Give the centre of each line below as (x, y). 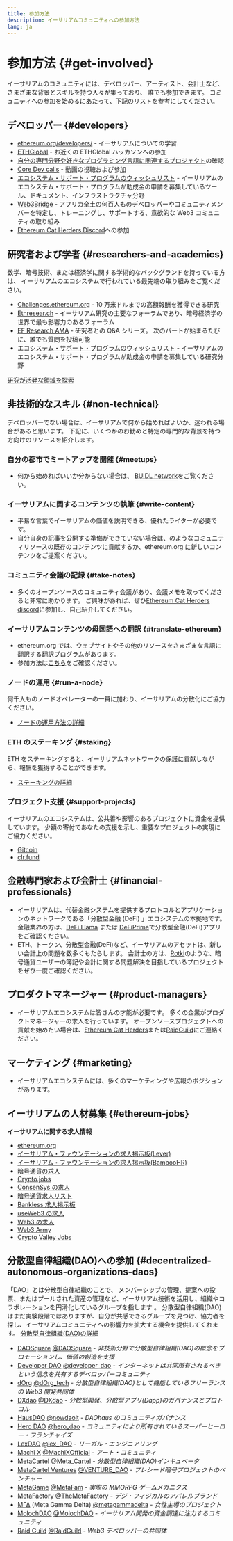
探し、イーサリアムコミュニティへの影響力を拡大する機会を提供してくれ (110, 1324)
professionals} (40, 892)
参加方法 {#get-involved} (80, 63)
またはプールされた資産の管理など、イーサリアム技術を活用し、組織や (119, 1298)
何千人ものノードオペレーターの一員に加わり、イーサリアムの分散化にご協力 (116, 699)
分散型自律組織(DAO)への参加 (71, 1261)
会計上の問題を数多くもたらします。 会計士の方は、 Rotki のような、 (119, 953)
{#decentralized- (174, 1261)
